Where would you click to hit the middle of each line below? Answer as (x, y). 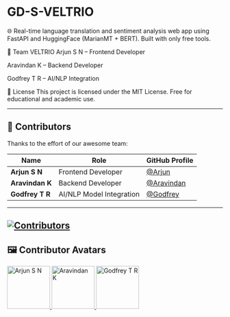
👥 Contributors (39, 127)
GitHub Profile (170, 160)
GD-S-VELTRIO (51, 12)
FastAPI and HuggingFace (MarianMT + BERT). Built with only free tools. (109, 38)
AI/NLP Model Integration (99, 194)
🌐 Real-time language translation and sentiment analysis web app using (108, 31)
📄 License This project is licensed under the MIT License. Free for (100, 91)
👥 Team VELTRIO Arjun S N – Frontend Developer (76, 51)
